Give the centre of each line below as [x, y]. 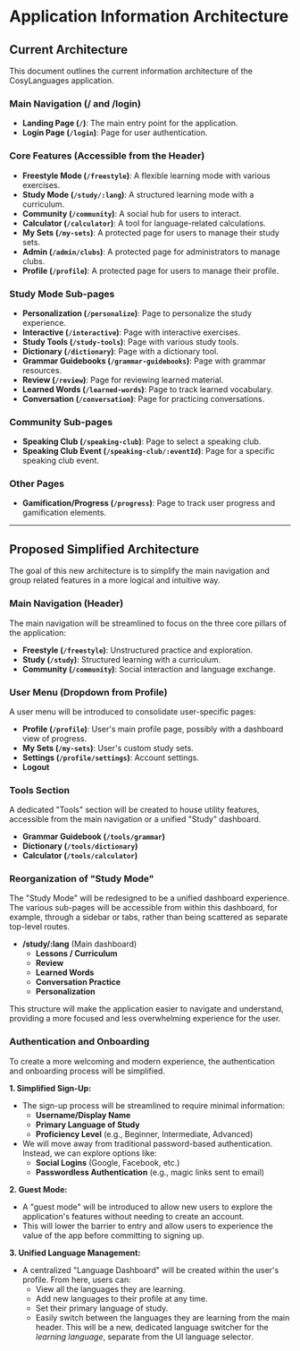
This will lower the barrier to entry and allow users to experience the [148, 1226]
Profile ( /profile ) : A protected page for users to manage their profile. [150, 270]
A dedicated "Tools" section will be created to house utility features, [134, 810]
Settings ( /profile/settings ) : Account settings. [110, 757]
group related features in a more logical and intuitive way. [115, 580]
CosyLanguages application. [62, 81]
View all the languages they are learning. [110, 1289]
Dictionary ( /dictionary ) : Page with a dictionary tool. [120, 351]
